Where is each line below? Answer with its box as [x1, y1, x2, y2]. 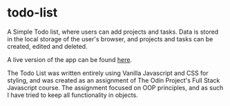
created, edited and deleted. [7, 42, 88, 50]
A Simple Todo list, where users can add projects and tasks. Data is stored [7, 28, 219, 36]
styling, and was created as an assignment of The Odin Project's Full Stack [7, 76, 220, 84]
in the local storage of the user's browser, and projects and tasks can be [7, 34, 213, 43]
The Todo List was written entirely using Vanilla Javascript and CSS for [7, 69, 209, 77]
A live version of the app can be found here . [7, 55, 133, 63]
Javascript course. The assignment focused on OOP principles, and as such [7, 83, 224, 92]
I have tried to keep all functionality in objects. [7, 91, 138, 99]
